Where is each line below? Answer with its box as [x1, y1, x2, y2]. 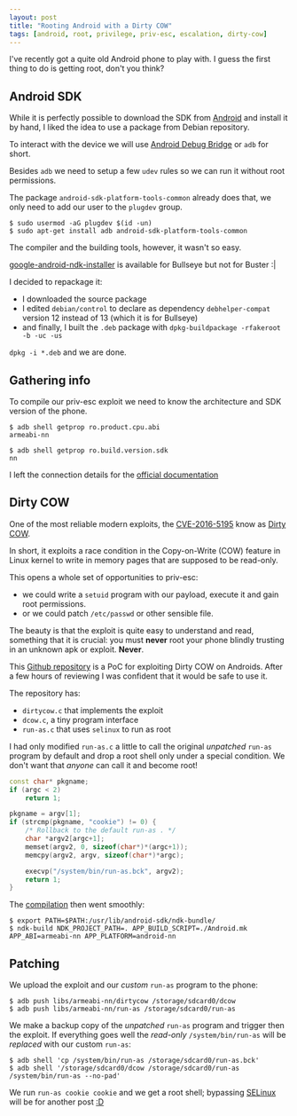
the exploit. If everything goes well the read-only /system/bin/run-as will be [9, 1030, 286, 1041]
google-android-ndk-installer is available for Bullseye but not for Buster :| [9, 259, 277, 271]
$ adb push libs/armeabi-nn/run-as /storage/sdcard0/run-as [9, 1004, 237, 1014]
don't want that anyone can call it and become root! [9, 759, 198, 770]
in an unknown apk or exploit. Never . [9, 644, 145, 655]
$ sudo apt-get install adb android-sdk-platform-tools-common [9, 227, 248, 236]
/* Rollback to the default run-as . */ [25, 826, 176, 835]
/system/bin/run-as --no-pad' [9, 1072, 121, 1081]
